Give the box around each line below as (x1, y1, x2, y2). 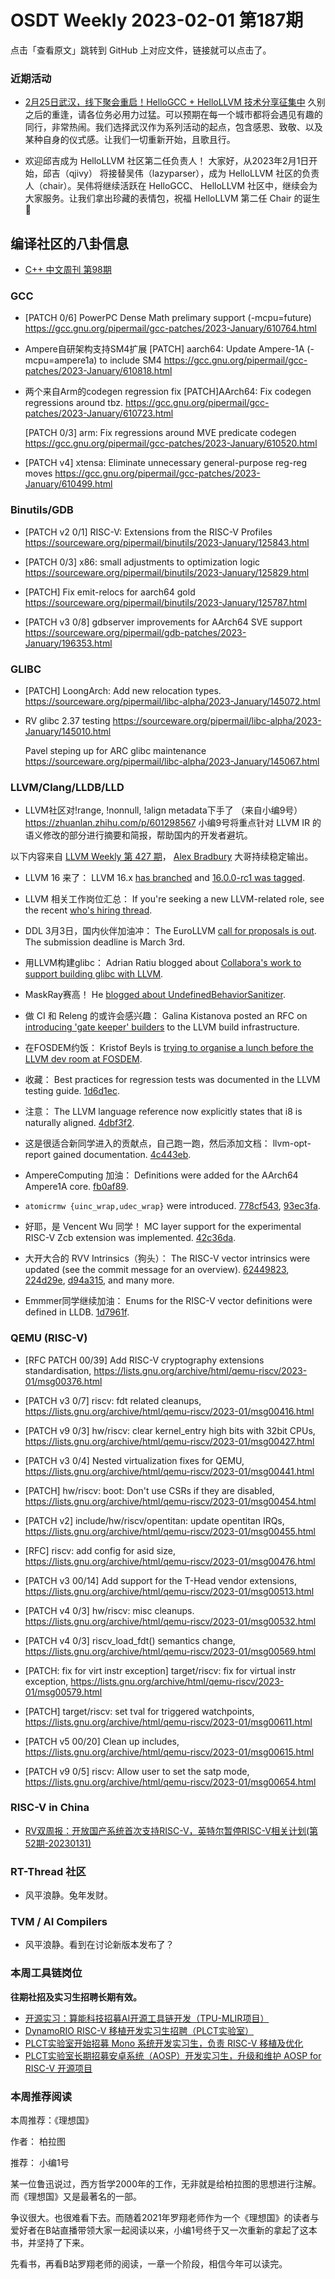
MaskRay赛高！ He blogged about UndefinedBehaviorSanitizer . (24, 989, 286, 1001)
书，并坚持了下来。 (10, 2237, 90, 2249)
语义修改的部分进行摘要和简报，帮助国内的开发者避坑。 (24, 829, 253, 841)
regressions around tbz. (24, 397, 124, 409)
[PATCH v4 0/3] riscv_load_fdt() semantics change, (24, 1634, 236, 1646)
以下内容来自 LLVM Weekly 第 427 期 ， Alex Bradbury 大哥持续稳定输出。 (10, 851, 314, 863)
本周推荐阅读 (10, 2089, 73, 2103)
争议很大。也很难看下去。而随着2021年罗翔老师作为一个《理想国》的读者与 (10, 2212, 320, 2224)
